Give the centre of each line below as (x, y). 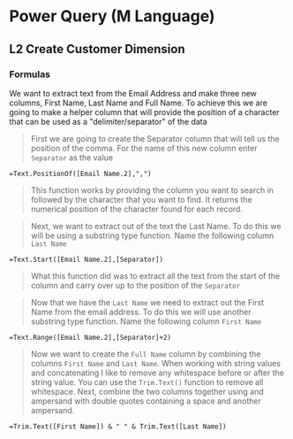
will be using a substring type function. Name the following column (152, 235)
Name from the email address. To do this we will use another (141, 312)
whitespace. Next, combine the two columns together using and (147, 391)
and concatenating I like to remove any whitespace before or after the (158, 373)
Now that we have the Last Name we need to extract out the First (147, 302)
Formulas (30, 74)
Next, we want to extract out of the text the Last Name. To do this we (156, 226)
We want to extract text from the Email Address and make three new (133, 93)
